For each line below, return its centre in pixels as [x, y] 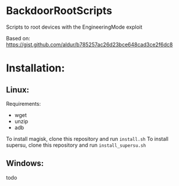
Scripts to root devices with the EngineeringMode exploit [74, 27]
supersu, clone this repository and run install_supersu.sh [76, 145]
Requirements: [23, 104]
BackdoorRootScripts [59, 11]
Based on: [18, 38]
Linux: [17, 90]
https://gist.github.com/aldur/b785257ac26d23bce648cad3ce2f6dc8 [89, 44]
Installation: [36, 68]
